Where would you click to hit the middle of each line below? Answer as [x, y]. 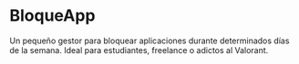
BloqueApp [52, 16]
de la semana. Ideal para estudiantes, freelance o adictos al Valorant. [139, 50]
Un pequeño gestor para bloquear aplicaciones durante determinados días [149, 41]
